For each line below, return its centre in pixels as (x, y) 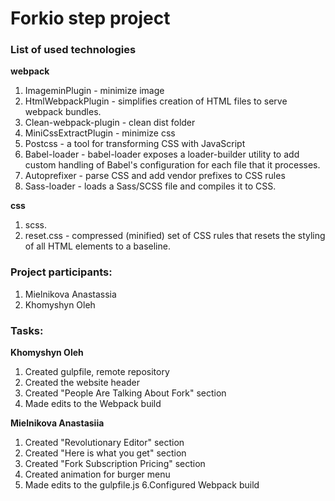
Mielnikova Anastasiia (57, 423)
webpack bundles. (63, 112)
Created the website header (82, 383)
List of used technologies (73, 50)
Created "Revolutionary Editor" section (104, 443)
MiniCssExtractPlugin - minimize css (100, 133)
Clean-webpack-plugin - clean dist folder (110, 123)
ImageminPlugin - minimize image (94, 91)
